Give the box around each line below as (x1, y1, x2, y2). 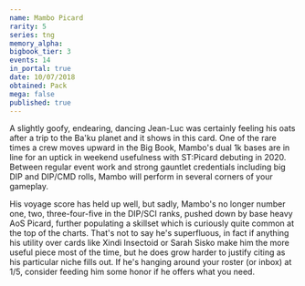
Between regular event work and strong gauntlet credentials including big (9, 161, 286, 173)
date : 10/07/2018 (9, 73, 76, 82)
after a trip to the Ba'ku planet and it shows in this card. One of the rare (9, 133, 277, 144)
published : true (9, 97, 71, 107)
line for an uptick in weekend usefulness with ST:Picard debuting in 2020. (9, 152, 287, 163)
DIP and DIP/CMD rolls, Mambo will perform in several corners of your (9, 171, 274, 182)
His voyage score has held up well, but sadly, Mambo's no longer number (9, 199, 286, 209)
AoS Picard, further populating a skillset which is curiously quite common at (9, 218, 295, 229)
